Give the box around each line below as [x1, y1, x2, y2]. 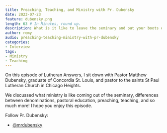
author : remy [5, 30, 32, 35]
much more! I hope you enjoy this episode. [5, 103, 92, 109]
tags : [5, 49, 16, 54]
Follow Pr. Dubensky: [5, 113, 49, 119]
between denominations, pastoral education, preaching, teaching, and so [5, 98, 155, 104]
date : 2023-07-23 [5, 12, 41, 17]
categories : [5, 40, 30, 45]
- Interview [5, 44, 30, 49]
